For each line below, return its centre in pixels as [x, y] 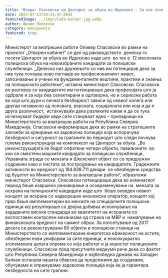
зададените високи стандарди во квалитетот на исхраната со [71, 212]
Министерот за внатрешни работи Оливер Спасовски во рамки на [76, 47]
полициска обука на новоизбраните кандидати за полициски [70, 63]
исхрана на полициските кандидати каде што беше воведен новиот [78, 191]
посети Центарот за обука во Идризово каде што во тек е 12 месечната [83, 58]
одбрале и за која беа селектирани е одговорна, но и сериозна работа [81, 95]
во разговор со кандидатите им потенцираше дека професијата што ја [81, 90]
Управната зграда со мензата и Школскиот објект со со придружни [77, 159]
